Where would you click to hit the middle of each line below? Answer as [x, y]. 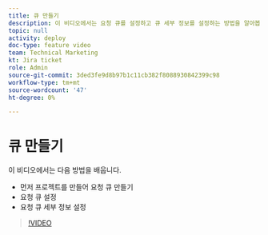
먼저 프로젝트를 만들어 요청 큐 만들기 [76, 187]
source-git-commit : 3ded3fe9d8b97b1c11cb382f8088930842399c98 [114, 75]
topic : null [28, 30]
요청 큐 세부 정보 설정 [53, 207]
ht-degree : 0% [32, 98]
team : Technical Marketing [53, 53]
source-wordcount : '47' [48, 90]
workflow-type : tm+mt [44, 82]
